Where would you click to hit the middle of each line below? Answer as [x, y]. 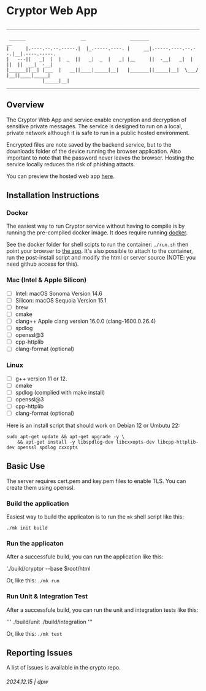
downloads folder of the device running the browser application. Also [94, 151]
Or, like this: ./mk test [34, 633]
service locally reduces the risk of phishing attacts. [71, 164]
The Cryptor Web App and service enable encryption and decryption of [97, 120]
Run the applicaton [35, 543]
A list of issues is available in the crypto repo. [63, 668]
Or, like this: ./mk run [33, 581]
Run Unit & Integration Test [47, 596]
